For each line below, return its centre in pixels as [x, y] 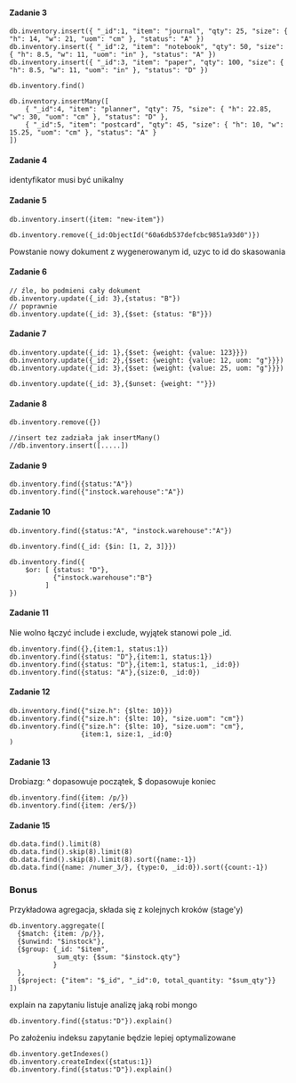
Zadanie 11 [29, 613]
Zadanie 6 [28, 272]
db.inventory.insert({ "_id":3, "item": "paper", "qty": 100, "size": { [147, 62]
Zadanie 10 [30, 512]
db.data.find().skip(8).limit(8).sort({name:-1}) [103, 860]
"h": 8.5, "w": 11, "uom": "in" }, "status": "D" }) [109, 70]
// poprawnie [33, 306]
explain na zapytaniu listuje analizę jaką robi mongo [104, 1005]
